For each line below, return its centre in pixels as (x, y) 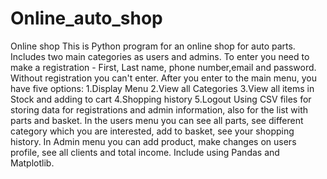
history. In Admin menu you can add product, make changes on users (153, 141)
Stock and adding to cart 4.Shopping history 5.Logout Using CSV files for (161, 99)
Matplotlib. (32, 163)
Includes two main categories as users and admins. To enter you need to (160, 56)
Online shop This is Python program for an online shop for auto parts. (153, 46)
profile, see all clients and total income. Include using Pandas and (145, 152)
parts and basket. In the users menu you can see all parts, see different (157, 120)
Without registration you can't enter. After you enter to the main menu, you (163, 78)
